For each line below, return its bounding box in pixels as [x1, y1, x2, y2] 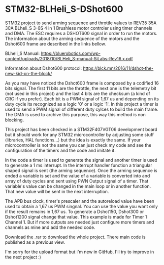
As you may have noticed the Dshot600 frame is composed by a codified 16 [5, 80, 159, 86]
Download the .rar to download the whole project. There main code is [5, 234, 146, 240]
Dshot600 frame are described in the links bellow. [5, 41, 106, 46]
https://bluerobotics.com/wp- [40, 50, 101, 56]
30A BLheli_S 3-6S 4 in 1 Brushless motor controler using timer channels [5, 25, 153, 31]
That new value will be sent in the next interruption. [5, 188, 109, 194]
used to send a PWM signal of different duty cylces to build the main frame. [5, 106, 159, 112]
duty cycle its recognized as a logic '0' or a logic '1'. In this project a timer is [5, 101, 159, 107]
